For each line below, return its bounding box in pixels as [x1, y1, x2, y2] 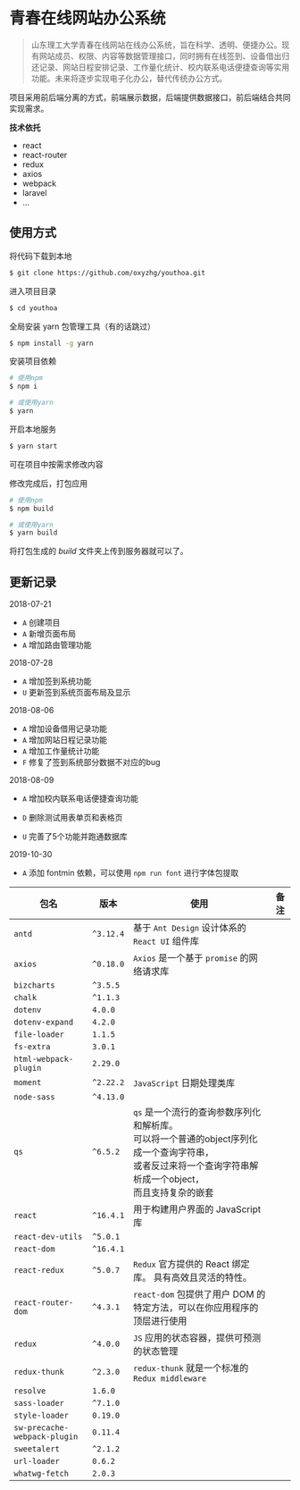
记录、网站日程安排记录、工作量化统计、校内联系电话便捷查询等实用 [38, 62, 290, 72]
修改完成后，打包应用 [9, 477, 87, 488]
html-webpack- [13, 1054, 74, 1065]
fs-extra [13, 1042, 51, 1052]
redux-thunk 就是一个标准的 [132, 1362, 249, 1375]
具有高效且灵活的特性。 [153, 1271, 253, 1284]
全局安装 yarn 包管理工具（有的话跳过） [9, 321, 156, 332]
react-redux [13, 1266, 65, 1275]
